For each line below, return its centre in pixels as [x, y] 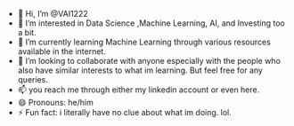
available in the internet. [62, 51]
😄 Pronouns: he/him [55, 102]
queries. [33, 79]
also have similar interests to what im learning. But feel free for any [140, 70]
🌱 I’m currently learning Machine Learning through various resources [144, 42]
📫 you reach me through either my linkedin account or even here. [139, 90]
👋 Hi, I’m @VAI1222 [53, 14]
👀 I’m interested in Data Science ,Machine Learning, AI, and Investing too [151, 23]
